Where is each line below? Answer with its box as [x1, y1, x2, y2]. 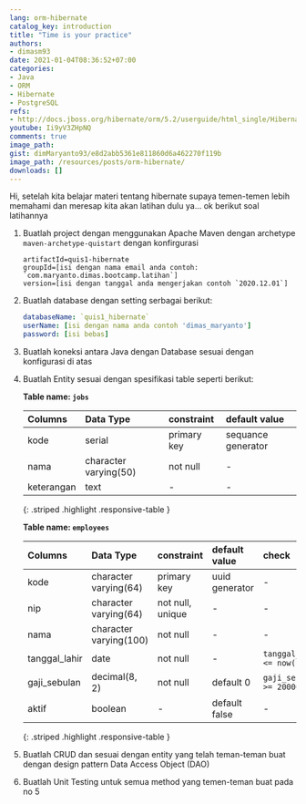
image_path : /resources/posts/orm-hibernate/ [9, 157, 185, 167]
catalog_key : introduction [9, 22, 112, 31]
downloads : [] [9, 166, 64, 175]
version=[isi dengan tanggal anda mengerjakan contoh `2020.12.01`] [22, 279, 289, 288]
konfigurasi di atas [22, 356, 93, 366]
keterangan [26, 480, 76, 493]
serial [85, 434, 109, 447]
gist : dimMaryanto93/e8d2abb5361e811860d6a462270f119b [9, 149, 222, 158]
